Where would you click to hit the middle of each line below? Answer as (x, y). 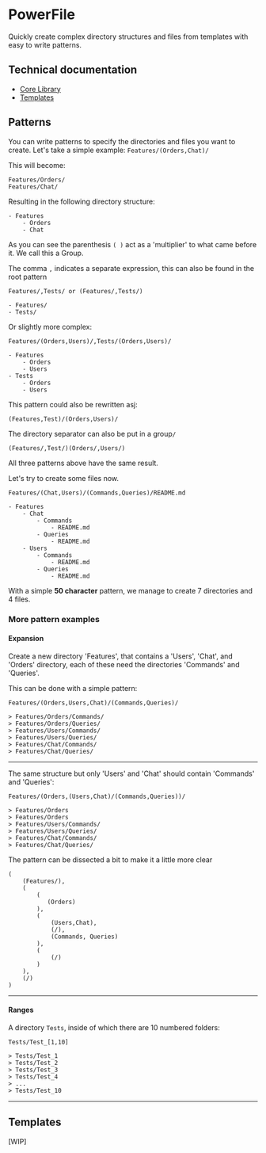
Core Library (40, 89)
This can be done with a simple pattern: (73, 688)
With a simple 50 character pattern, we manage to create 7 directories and (131, 590)
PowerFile (42, 15)
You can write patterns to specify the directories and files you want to (122, 141)
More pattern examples (54, 620)
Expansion (26, 639)
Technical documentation (73, 70)
